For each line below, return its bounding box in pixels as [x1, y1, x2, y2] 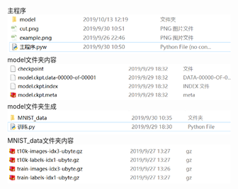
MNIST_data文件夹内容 [7, 136, 74, 144]
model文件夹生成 [7, 102, 57, 110]
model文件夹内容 [7, 55, 57, 64]
